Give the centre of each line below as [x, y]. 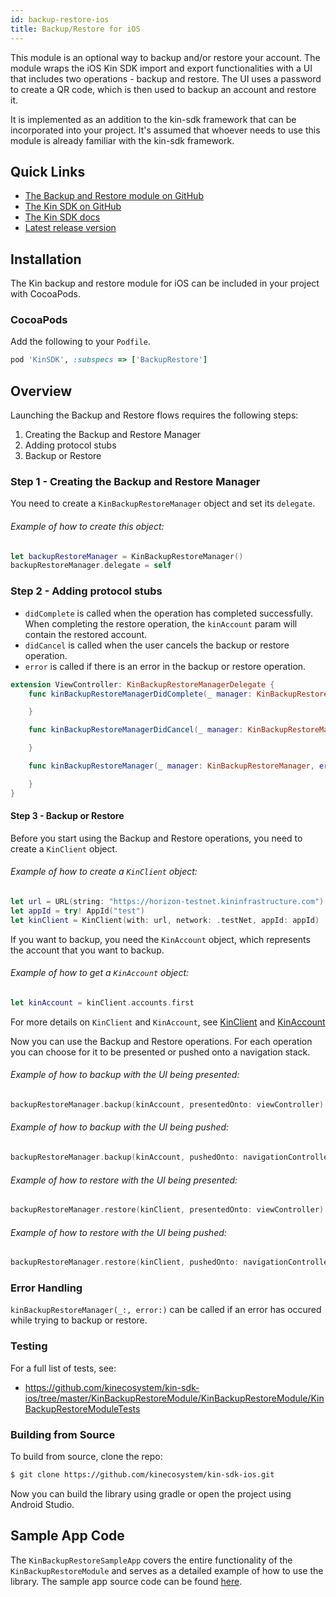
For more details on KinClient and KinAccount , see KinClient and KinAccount [168, 1022]
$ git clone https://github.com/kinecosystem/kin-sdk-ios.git [142, 1474]
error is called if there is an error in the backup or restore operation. [165, 666]
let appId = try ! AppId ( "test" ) [77, 911]
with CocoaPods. [45, 294]
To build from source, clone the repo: [86, 1456]
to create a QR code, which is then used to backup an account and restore [163, 89]
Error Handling [46, 1288]
